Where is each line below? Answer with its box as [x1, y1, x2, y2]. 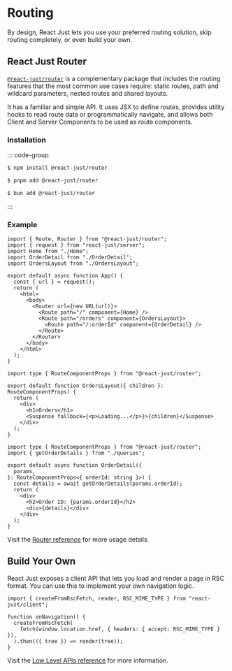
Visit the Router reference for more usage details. [7, 535, 150, 543]
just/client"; [7, 601, 49, 608]
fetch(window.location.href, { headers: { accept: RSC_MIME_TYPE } [20, 626, 220, 633]
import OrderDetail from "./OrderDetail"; [7, 254, 133, 261]
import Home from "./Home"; [7, 247, 89, 254]
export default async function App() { [7, 272, 124, 279]
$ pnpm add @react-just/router [7, 177, 99, 184]
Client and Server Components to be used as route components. [7, 117, 193, 126]
